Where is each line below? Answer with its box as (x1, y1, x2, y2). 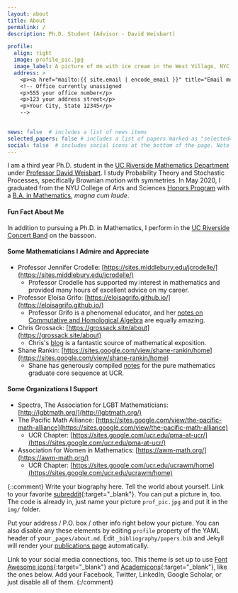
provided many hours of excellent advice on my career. (28, 285, 190, 294)
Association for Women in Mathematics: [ (17, 445, 138, 455)
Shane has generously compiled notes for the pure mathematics (28, 361, 216, 369)
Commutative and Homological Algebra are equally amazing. (28, 315, 205, 324)
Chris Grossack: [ (17, 323, 69, 332)
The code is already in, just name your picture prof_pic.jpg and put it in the (7, 497, 228, 506)
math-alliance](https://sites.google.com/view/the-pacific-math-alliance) (17, 423, 228, 432)
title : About (7, 17, 46, 24)
